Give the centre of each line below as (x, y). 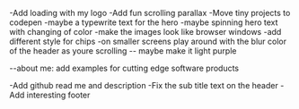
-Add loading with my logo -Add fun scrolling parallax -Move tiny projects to (150, 13)
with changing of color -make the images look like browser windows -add (145, 32)
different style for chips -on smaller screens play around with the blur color (148, 41)
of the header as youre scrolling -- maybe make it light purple (123, 51)
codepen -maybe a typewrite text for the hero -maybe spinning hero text (144, 22)
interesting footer (58, 95)
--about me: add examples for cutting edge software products (124, 68)
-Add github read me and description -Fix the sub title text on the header (144, 85)
